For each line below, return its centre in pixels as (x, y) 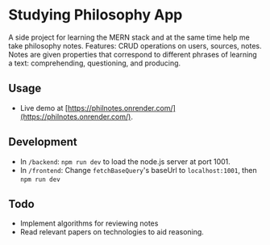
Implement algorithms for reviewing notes (89, 223)
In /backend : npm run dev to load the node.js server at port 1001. (125, 161)
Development (43, 142)
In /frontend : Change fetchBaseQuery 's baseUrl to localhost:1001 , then (138, 170)
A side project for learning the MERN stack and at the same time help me (129, 37)
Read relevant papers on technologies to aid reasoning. (112, 232)
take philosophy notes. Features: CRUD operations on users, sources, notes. (135, 45)
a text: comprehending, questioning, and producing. (95, 63)
